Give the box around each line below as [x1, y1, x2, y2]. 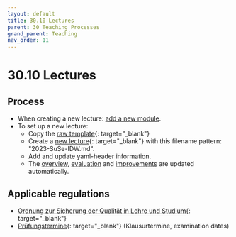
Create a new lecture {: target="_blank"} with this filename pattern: [28, 137, 222, 145]
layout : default [7, 10, 55, 18]
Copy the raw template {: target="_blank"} [28, 129, 150, 138]
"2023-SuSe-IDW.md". [28, 145, 95, 153]
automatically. [28, 167, 69, 176]
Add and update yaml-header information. [28, 152, 152, 160]
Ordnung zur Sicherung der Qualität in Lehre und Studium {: [17, 206, 191, 215]
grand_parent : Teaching [7, 30, 78, 38]
